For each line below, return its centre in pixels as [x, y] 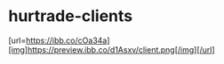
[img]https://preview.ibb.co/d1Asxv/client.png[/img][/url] [112, 49]
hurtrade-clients [71, 16]
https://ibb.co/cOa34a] [68, 40]
